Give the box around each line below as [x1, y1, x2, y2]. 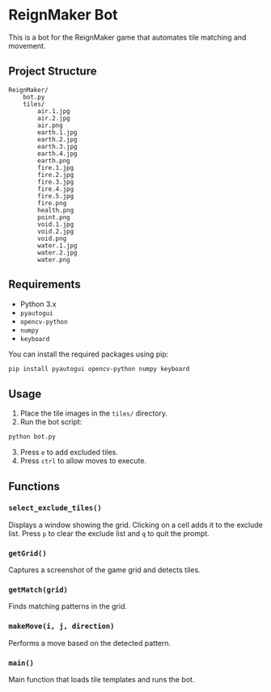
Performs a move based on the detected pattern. [8, 638, 171, 648]
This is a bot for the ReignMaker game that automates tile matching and [8, 32, 247, 42]
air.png [37, 121, 63, 129]
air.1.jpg [37, 107, 70, 115]
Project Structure [8, 65, 97, 78]
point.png [37, 213, 70, 222]
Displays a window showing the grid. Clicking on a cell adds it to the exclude [8, 520, 263, 530]
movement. [8, 40, 46, 50]
